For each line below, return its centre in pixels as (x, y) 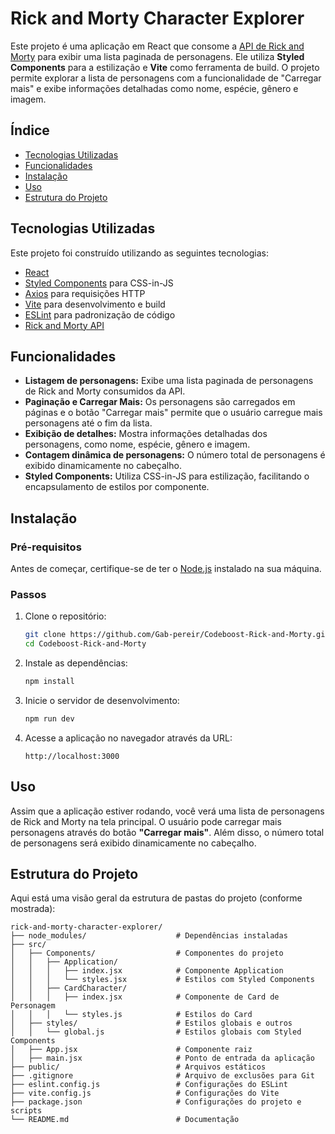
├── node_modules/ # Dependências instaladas (149, 936)
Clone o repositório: (65, 616)
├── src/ (28, 945)
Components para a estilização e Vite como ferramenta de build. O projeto (165, 67)
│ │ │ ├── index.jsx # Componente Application (147, 971)
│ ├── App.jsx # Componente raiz (131, 1050)
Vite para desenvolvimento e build (95, 304)
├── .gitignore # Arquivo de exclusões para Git (162, 1076)
